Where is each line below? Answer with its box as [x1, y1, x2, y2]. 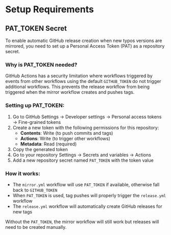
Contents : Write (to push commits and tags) [20, 130, 113, 136]
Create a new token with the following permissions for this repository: [12, 124, 159, 131]
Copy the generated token [12, 146, 68, 152]
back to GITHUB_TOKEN [12, 187, 58, 193]
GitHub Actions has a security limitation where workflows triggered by [5, 73, 153, 79]
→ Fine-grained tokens [12, 119, 61, 125]
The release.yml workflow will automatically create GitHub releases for [12, 203, 162, 209]
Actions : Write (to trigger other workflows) [20, 135, 111, 141]
